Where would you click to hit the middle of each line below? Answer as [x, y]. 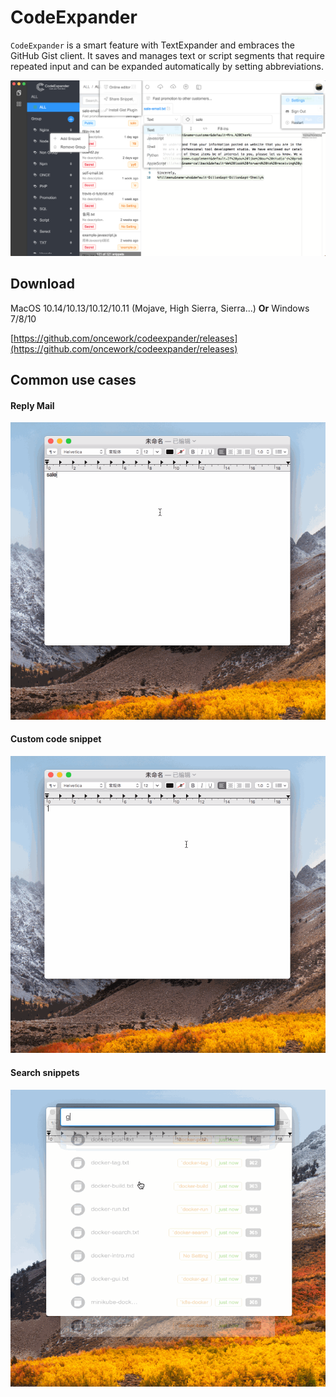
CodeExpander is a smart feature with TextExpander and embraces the [152, 45]
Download [42, 284]
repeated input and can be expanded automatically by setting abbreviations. [167, 66]
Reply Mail [32, 405]
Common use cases [73, 380]
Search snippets [45, 1072]
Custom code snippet [56, 739]
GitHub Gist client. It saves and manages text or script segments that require [167, 55]
